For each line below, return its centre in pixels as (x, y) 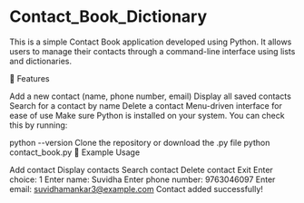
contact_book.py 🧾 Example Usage (75, 152)
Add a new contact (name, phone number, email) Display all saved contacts (151, 96)
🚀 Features (29, 78)
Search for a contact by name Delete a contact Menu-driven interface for (146, 105)
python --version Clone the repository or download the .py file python (140, 142)
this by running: (39, 125)
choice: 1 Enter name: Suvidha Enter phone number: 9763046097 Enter (142, 179)
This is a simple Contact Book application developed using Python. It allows (151, 42)
